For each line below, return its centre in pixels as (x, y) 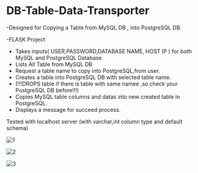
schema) (17, 128)
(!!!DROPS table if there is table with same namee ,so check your (97, 84)
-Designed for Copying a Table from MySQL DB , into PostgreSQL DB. (94, 28)
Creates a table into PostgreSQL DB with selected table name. (93, 77)
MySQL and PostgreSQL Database (58, 57)
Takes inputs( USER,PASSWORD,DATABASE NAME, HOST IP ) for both (104, 51)
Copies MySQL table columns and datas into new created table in (97, 97)
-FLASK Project (26, 39)
